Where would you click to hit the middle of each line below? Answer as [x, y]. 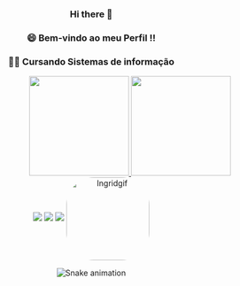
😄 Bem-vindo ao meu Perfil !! [91, 37]
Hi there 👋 [91, 14]
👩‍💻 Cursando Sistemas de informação [91, 61]
